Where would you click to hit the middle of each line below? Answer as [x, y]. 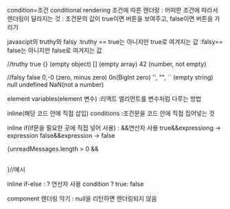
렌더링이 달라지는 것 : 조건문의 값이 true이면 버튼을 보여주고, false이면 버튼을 [110, 19]
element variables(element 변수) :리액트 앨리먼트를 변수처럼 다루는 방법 [104, 99]
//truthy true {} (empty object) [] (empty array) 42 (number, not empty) [107, 64]
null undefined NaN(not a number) [56, 85]
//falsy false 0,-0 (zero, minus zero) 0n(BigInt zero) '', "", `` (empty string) [110, 77]
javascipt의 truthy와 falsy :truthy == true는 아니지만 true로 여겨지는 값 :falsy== [115, 42]
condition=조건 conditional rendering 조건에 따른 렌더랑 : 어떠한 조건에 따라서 [113, 10]
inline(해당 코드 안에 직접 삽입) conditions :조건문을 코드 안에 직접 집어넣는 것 [111, 113]
